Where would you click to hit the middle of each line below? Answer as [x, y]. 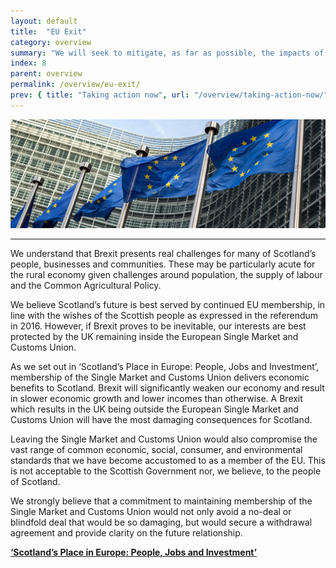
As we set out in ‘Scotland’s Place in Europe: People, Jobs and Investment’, [165, 367]
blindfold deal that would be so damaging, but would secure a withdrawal [161, 522]
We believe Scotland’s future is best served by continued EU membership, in [168, 305]
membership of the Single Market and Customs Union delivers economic [160, 377]
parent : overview [46, 74]
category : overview [51, 42]
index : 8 [28, 63]
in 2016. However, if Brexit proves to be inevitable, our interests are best [158, 326]
